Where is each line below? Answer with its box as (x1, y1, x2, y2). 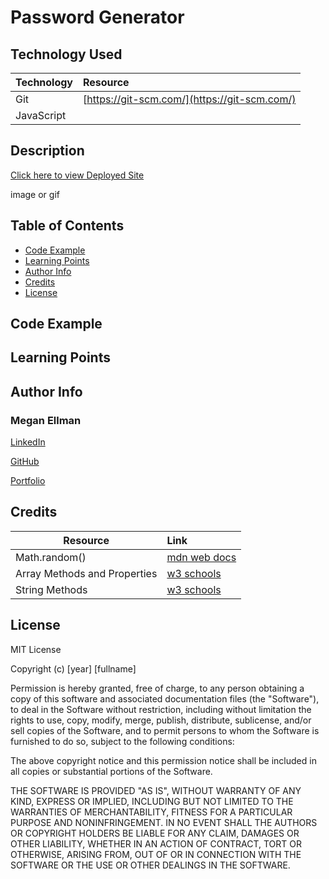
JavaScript (15, 109, 67, 122)
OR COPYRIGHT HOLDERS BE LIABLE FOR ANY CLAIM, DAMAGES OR (10, 827, 300, 839)
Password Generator (10, 6, 185, 29)
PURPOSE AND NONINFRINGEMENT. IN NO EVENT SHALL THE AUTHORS (10, 816, 318, 828)
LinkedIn (10, 436, 46, 448)
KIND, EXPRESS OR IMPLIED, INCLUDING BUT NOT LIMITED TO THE (10, 795, 294, 807)
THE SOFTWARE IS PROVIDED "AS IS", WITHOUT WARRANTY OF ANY (10, 784, 302, 796)
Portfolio (10, 475, 46, 487)
